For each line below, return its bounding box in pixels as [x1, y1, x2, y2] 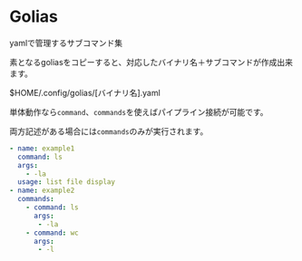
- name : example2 [9, 186, 75, 196]
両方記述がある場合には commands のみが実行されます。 [9, 125, 209, 137]
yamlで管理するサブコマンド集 [9, 37, 123, 48]
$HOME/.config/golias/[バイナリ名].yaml [9, 87, 161, 98]
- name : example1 [9, 143, 75, 153]
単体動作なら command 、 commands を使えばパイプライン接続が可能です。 [9, 106, 269, 117]
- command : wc [25, 228, 79, 237]
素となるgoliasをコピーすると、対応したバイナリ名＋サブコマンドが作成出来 [9, 56, 293, 67]
